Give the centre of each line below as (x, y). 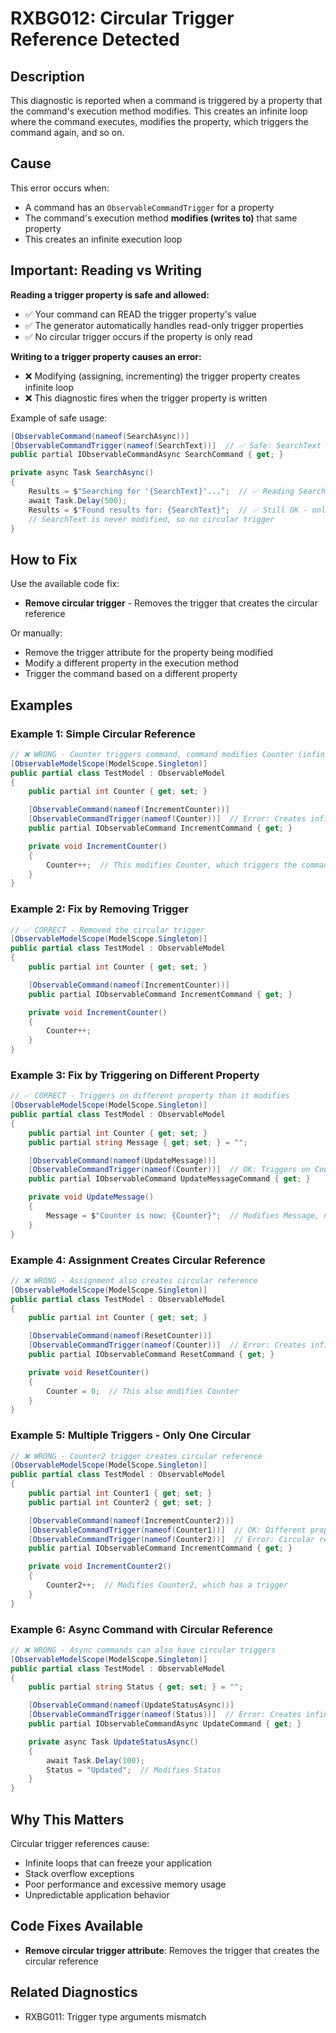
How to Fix (44, 559)
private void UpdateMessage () (91, 1197)
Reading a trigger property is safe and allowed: (110, 294)
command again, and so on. (67, 132)
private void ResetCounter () (89, 1372)
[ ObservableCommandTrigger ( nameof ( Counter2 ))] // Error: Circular (171, 1539)
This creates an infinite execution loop (103, 239)
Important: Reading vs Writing (106, 270)
